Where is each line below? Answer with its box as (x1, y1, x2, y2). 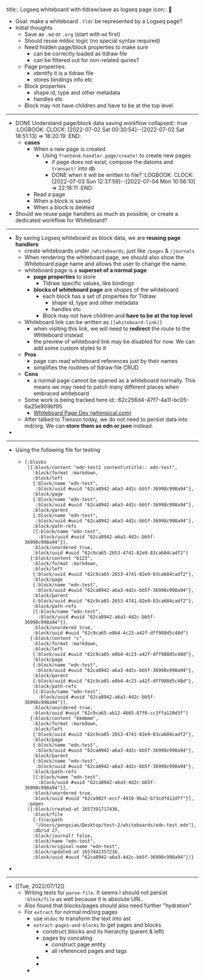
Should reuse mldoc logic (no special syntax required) (24, 37, 160, 44)
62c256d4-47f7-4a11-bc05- (118, 397, 189, 403)
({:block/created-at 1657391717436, (27, 806, 121, 812)
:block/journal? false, (32, 833, 93, 839)
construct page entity (51, 941, 106, 948)
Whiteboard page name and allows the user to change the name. (24, 260, 187, 267)
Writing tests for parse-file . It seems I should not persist (24, 889, 168, 896)
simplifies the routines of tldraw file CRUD (33, 364, 139, 371)
